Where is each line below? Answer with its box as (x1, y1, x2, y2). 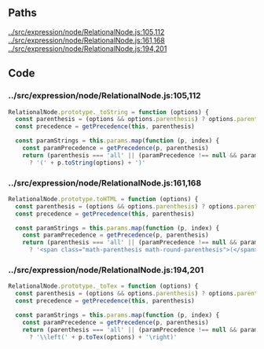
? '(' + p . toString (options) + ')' (28, 159, 146, 167)
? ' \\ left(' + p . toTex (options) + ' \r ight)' (28, 333, 178, 341)
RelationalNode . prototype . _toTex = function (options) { (8, 282, 199, 290)
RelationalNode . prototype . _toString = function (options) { (8, 108, 210, 116)
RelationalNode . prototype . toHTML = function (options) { (8, 195, 199, 203)
